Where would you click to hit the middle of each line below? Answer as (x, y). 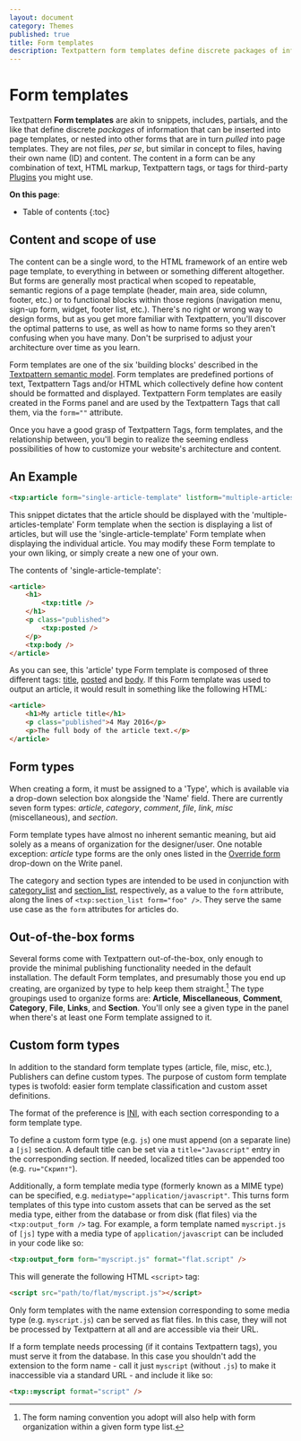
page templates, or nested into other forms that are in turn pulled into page (147, 139)
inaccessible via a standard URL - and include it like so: (111, 1375)
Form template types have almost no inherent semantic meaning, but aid (142, 834)
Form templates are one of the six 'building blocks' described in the (133, 365)
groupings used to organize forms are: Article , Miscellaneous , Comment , (146, 998)
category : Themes (42, 26)
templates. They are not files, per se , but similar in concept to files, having (146, 149)
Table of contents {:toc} (66, 212)
